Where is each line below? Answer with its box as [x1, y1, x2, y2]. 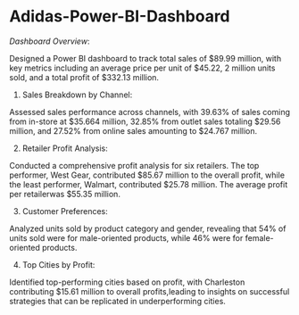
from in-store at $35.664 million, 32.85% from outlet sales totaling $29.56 [9, 116, 281, 127]
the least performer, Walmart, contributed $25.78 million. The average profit [9, 178, 288, 189]
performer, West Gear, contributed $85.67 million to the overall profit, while [9, 170, 286, 180]
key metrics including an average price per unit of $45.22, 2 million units [9, 62, 276, 73]
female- [245, 232, 274, 243]
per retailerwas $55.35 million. [9, 188, 120, 199]
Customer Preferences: [21, 205, 109, 216]
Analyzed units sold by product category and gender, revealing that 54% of [9, 223, 287, 234]
